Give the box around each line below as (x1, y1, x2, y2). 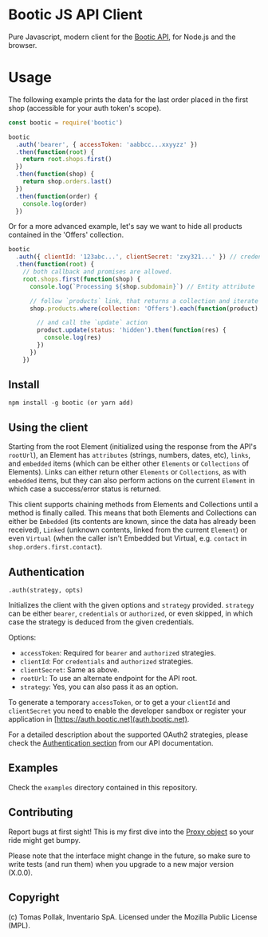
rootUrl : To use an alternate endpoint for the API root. (19, 674, 198, 683)
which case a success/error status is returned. (8, 484, 161, 494)
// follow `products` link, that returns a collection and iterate (29, 297, 259, 305)
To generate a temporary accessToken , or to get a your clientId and (8, 698, 231, 707)
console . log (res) (43, 333, 102, 342)
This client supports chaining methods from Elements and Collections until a (8, 500, 258, 510)
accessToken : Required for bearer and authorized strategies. (19, 648, 217, 658)
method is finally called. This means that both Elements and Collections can (8, 508, 257, 518)
